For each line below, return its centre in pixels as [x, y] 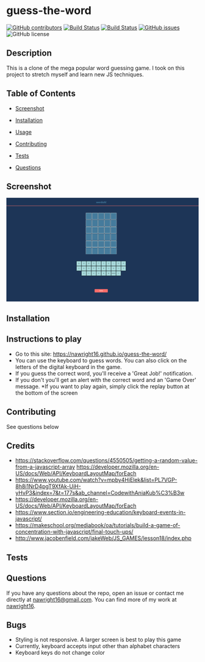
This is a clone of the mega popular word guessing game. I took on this [95, 68]
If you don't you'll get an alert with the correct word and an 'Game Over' [106, 380]
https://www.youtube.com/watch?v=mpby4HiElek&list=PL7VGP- [96, 480]
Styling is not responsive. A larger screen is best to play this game [98, 640]
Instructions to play [44, 339]
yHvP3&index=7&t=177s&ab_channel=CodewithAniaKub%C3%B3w [100, 493]
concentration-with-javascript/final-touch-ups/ [74, 532]
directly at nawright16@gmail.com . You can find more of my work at [92, 599]
